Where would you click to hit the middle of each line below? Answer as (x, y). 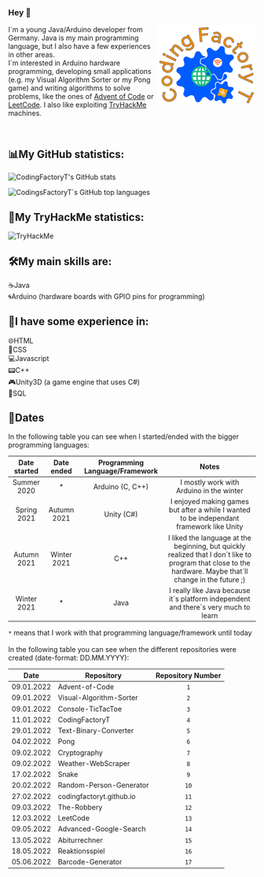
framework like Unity (210, 527)
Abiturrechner (81, 840)
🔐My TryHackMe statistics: (76, 217)
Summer (27, 482)
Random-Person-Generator (103, 785)
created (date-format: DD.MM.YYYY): (69, 658)
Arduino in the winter (209, 491)
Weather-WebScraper (94, 763)
